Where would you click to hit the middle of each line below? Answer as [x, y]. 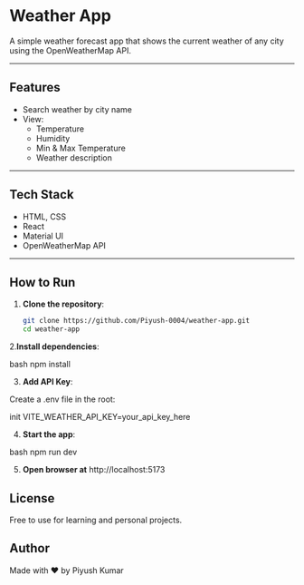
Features [35, 88]
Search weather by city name [77, 109]
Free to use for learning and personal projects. [96, 520]
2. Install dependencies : [54, 346]
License [32, 498]
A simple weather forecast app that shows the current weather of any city [147, 41]
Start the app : [49, 434]
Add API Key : [47, 382]
